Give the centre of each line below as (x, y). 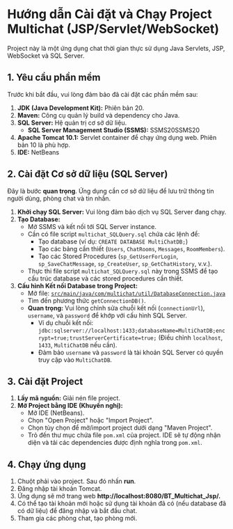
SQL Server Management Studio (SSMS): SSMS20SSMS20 (114, 130)
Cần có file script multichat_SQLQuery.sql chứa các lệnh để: (114, 234)
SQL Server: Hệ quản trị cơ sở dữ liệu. (72, 123)
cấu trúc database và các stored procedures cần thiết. (106, 278)
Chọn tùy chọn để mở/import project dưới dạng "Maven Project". (120, 428)
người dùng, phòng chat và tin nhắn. (59, 198)
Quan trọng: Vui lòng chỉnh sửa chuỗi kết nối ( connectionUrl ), (116, 308)
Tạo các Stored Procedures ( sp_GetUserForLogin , (108, 256)
